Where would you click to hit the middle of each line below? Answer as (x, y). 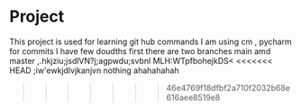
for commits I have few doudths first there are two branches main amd (140, 51)
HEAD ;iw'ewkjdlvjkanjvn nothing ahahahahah (95, 70)
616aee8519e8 (193, 97)
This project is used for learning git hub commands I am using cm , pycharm (151, 42)
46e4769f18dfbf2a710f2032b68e (228, 88)
